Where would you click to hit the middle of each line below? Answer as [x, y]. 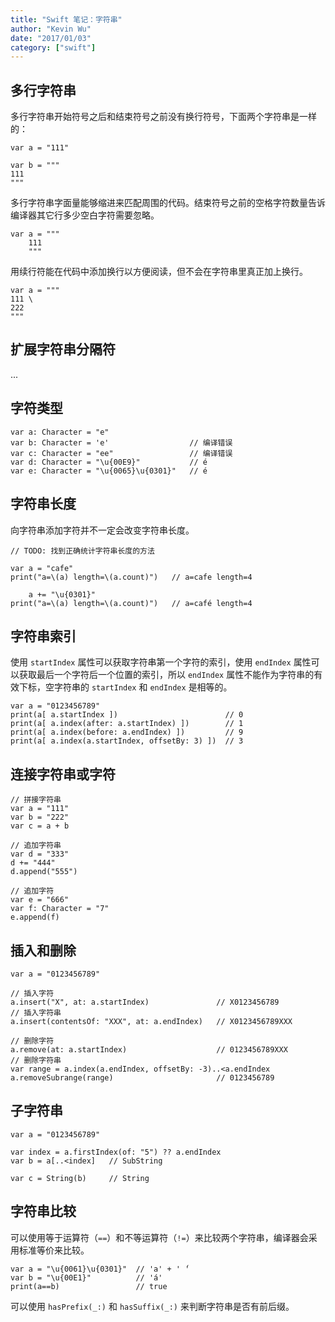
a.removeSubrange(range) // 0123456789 [142, 1077]
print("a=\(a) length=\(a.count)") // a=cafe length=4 [131, 577]
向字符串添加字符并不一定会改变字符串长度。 [102, 530]
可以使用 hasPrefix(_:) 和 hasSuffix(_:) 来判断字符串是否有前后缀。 [152, 1306]
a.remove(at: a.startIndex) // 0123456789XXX [149, 1049]
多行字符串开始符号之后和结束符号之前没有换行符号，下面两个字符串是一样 [163, 117]
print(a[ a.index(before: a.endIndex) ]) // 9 [127, 732]
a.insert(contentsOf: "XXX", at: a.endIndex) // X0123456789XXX [151, 1021]
